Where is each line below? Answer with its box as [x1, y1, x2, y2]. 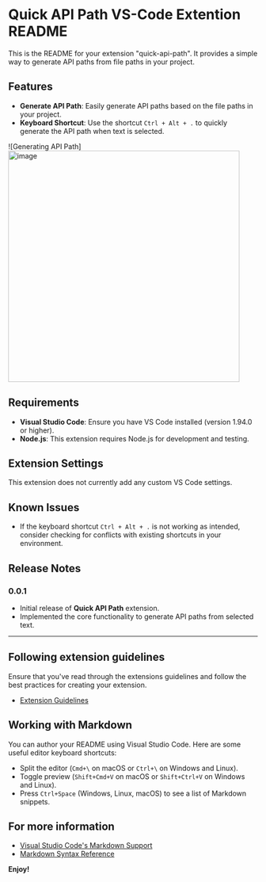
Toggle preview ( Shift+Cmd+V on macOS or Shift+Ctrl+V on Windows [19, 771, 245, 781]
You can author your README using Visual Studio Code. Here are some [8, 739, 241, 749]
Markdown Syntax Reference [19, 850, 115, 859]
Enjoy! [8, 865, 30, 874]
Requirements [8, 396, 79, 410]
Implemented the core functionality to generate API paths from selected [19, 612, 254, 621]
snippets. [19, 796, 51, 806]
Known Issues [8, 501, 80, 514]
